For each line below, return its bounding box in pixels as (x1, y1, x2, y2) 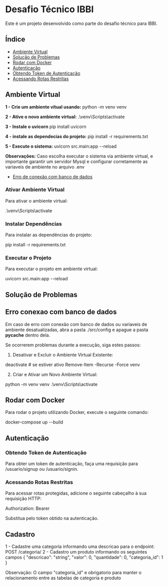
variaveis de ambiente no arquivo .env (5, 164, 85, 170)
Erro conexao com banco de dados (5, 308, 117, 316)
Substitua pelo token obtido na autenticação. (5, 515, 99, 522)
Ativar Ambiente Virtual (5, 186, 65, 193)
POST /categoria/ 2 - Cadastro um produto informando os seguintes (5, 549, 148, 555)
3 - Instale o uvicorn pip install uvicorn (5, 123, 87, 129)
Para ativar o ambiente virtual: (5, 198, 68, 204)
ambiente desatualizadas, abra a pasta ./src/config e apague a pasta (5, 327, 148, 333)
